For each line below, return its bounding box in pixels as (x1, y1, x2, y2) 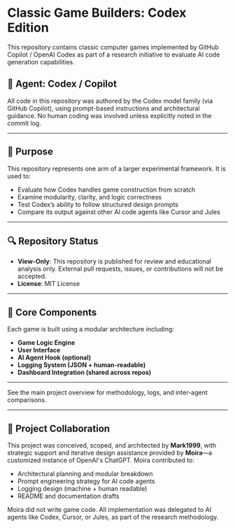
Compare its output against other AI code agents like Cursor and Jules (17, 208, 220, 216)
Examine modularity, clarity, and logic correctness (17, 192, 162, 201)
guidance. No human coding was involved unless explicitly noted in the (7, 111, 212, 120)
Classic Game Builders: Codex (7, 5, 187, 21)
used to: (7, 171, 31, 180)
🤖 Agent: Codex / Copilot (7, 78, 117, 90)
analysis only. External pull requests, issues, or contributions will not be (17, 264, 224, 273)
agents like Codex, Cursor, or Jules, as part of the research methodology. (7, 513, 219, 521)
